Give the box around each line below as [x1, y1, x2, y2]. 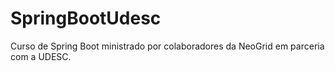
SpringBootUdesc [10, 7, 162, 30]
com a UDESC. [10, 50, 72, 62]
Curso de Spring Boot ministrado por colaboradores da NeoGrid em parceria [10, 40, 325, 52]
